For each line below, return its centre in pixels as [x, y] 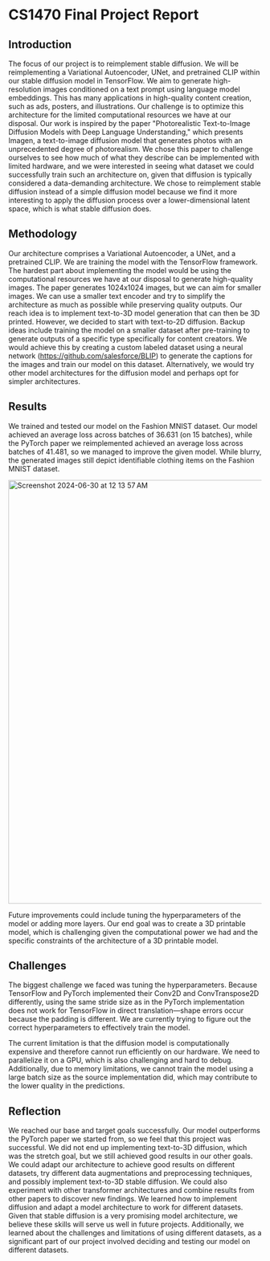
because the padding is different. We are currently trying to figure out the [130, 1019]
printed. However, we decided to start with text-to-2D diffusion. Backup [127, 321]
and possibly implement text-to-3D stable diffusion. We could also [118, 1181]
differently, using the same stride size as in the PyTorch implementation [127, 1002]
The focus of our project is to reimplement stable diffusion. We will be [124, 63]
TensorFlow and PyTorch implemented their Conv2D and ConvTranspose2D [134, 994]
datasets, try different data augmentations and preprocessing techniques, [130, 1173]
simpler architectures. [45, 381]
